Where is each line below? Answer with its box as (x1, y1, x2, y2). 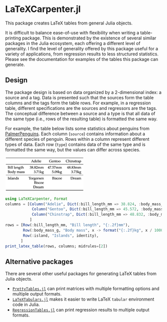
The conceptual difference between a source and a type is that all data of (5, 110, 156, 116)
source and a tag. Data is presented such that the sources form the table (5, 94, 154, 100)
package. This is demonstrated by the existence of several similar (22, 35, 157, 41)
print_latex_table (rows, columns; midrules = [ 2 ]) (5, 244, 108, 249)
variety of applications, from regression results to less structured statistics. (5, 51, 159, 57)
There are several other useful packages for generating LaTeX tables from (5, 271, 157, 277)
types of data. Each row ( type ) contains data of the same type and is (5, 141, 146, 147)
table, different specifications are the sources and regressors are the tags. (5, 105, 158, 111)
